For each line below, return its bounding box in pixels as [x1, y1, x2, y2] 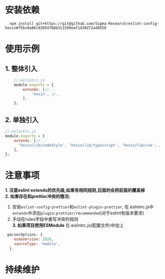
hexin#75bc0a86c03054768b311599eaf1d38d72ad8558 [5, 25, 107, 30]
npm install [9, 21, 34, 26]
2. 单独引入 [5, 115, 39, 124]
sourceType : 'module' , [14, 241, 60, 246]
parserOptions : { [7, 232, 43, 237]
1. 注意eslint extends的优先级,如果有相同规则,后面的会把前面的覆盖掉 [5, 187, 145, 193]
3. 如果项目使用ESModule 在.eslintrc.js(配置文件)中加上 [12, 222, 124, 228]
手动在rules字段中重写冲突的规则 [12, 216, 79, 222]
